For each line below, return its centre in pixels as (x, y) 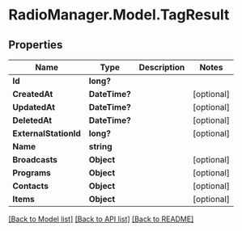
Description (162, 67)
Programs (32, 173)
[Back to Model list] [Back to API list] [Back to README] (101, 219)
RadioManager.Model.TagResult (119, 15)
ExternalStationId (47, 133)
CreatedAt (33, 94)
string (100, 147)
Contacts (30, 186)
